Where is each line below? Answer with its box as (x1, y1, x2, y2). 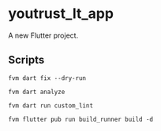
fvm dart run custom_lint (8, 101, 93, 110)
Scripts (8, 53, 45, 67)
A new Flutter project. (8, 31, 79, 40)
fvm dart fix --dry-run (8, 74, 87, 82)
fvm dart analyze (8, 88, 66, 96)
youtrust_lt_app (8, 5, 114, 23)
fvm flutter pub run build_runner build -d (8, 115, 154, 123)
